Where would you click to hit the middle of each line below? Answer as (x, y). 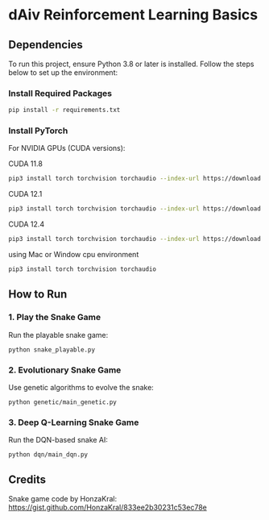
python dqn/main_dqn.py (48, 455)
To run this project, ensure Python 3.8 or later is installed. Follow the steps (131, 64)
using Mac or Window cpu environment (74, 255)
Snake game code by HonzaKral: (63, 499)
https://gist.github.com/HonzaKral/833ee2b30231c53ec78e (108, 508)
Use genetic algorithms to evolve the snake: (81, 387)
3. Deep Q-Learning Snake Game (74, 422)
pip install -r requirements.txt (64, 110)
